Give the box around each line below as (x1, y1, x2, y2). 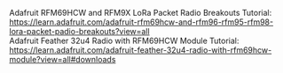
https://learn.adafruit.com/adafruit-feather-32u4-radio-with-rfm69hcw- (9, 45, 272, 55)
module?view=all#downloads (9, 55, 116, 64)
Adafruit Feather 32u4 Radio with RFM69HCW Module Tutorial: (9, 35, 240, 46)
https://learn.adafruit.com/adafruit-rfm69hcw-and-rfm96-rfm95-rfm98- (9, 17, 273, 27)
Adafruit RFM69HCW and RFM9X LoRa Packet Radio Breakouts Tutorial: (9, 8, 272, 18)
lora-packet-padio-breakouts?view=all (9, 26, 150, 36)
